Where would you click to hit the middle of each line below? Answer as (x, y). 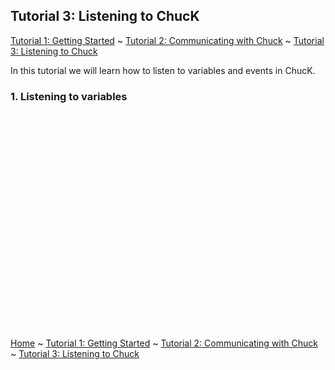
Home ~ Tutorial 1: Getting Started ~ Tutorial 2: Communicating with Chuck (164, 343)
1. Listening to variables (69, 96)
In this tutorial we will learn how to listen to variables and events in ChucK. (163, 70)
